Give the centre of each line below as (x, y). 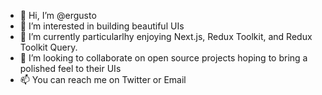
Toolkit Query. (48, 47)
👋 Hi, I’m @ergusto (58, 15)
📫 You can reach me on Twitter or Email (103, 79)
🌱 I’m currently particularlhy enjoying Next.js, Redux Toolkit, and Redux (166, 36)
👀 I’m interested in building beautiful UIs (102, 26)
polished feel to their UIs (70, 68)
